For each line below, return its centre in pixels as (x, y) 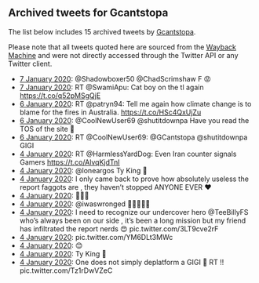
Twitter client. (30, 63)
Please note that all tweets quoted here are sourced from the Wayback (122, 47)
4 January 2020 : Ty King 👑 (63, 253)
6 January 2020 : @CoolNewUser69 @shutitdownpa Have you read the (134, 120)
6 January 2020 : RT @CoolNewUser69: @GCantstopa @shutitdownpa (133, 137)
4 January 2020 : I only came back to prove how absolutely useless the (134, 179)
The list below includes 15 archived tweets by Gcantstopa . (102, 31)
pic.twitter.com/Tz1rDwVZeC (66, 270)
